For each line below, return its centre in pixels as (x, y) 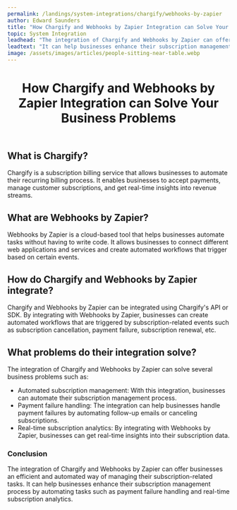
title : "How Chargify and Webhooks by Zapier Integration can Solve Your (118, 27)
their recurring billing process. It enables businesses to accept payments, (114, 180)
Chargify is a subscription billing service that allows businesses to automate (117, 173)
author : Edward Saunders (44, 20)
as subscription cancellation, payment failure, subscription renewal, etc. (112, 330)
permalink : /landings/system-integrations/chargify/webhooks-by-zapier (115, 14)
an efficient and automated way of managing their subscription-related (110, 477)
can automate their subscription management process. (97, 398)
